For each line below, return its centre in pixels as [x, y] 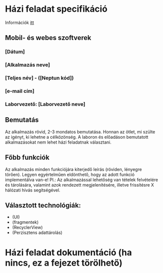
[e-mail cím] [20, 91]
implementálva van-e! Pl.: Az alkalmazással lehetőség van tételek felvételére [81, 180]
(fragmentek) [25, 222]
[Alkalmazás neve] [27, 65]
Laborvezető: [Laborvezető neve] [45, 104]
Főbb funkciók [27, 157]
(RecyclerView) [27, 228]
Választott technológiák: [43, 205]
